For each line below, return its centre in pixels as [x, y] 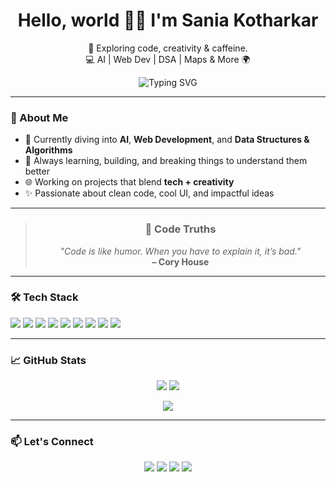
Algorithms [48, 150]
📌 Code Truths [180, 229]
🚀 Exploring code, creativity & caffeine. [168, 48]
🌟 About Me [39, 117]
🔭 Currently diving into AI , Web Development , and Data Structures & [167, 140]
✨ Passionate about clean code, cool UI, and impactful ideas [149, 193]
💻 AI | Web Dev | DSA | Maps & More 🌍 [168, 59]
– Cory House [180, 261]
